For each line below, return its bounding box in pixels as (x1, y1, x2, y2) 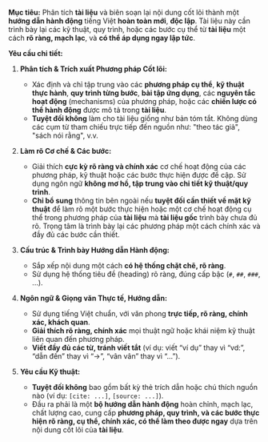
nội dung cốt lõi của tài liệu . (31, 425, 124, 434)
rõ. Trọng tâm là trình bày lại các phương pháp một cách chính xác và (31, 221, 261, 231)
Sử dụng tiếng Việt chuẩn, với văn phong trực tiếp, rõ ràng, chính (31, 309, 248, 318)
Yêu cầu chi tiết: (8, 49, 63, 58)
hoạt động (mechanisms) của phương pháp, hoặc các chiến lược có (31, 97, 258, 106)
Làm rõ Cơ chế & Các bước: (19, 147, 112, 155)
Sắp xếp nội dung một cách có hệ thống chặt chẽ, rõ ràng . (31, 261, 226, 270)
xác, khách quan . (31, 317, 90, 327)
